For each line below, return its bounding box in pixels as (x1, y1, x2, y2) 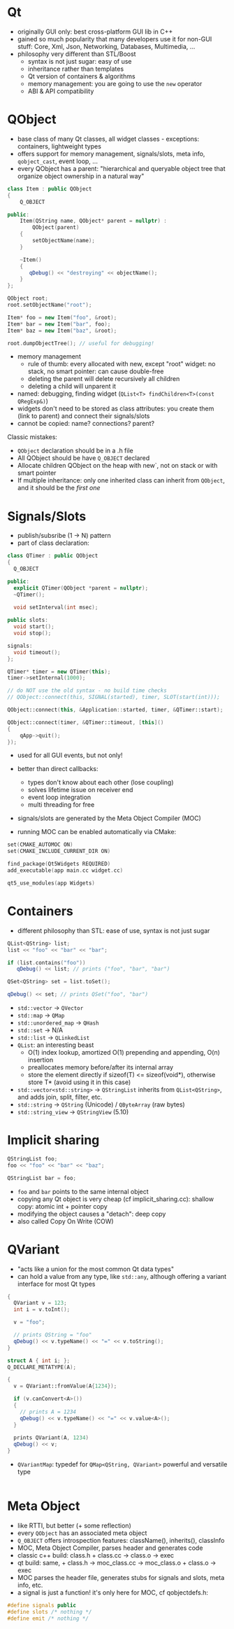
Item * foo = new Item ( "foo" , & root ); (7, 314, 117, 321)
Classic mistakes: (7, 433, 58, 441)
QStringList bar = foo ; (7, 1174, 77, 1181)
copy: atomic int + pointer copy (17, 1202, 108, 1210)
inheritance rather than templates (27, 64, 124, 73)
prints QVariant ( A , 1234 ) (13, 1434, 89, 1441)
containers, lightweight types (17, 141, 101, 151)
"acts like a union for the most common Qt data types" (17, 1265, 175, 1273)
